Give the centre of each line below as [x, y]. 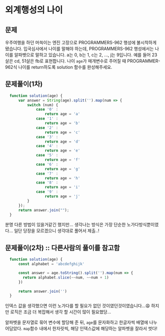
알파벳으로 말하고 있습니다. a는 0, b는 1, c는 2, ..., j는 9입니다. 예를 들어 [82, 55]
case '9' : [47, 192]
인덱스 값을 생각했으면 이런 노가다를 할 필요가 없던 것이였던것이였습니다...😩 [78, 306]
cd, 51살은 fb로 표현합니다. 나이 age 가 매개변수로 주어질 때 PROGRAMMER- [87, 61]
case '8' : [47, 183]
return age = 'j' [62, 197]
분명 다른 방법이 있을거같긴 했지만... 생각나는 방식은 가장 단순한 [66, 225]
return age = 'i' [62, 187]
